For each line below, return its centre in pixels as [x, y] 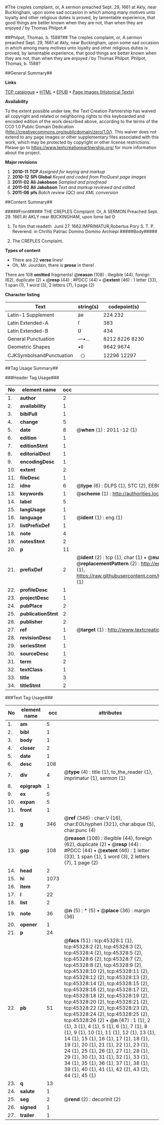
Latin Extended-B [28, 331]
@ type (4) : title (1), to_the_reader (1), [108, 772]
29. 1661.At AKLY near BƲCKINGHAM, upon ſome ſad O [60, 217]
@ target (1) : [92, 630]
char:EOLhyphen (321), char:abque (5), [110, 824]
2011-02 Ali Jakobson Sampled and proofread [59, 182]
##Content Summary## [29, 202]
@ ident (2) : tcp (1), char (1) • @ [114, 557]
